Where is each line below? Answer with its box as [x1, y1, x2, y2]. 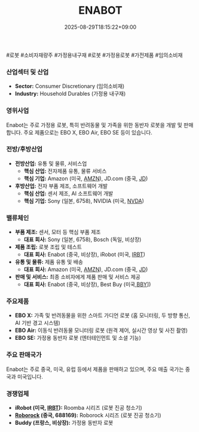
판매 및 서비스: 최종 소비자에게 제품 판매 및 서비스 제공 [14, 273, 140, 281]
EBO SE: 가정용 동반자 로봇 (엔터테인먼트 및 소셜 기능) [14, 334, 142, 342]
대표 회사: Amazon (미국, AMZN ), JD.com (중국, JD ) [23, 266, 148, 273]
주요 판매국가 [6, 351, 42, 359]
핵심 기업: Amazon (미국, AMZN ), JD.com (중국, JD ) [23, 175, 148, 182]
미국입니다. [17, 373, 44, 380]
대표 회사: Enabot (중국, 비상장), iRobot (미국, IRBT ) [23, 251, 145, 258]
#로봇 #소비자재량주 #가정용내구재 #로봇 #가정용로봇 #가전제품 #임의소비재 [6, 51, 183, 59]
